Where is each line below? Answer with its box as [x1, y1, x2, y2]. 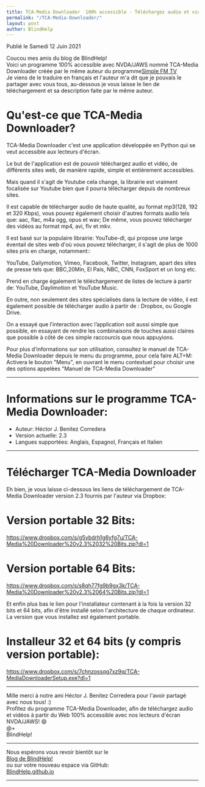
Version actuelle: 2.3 [15, 432, 67, 439]
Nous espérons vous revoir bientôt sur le [6, 748, 109, 755]
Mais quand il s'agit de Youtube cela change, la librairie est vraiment [6, 178, 178, 186]
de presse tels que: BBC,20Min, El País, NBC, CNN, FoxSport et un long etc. [6, 266, 197, 273]
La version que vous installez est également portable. [6, 613, 141, 620]
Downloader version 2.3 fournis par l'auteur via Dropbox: [23, 492, 167, 500]
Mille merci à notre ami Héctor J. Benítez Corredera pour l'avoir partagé [6, 692, 187, 699]
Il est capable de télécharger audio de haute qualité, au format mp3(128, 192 [6, 203, 198, 211]
